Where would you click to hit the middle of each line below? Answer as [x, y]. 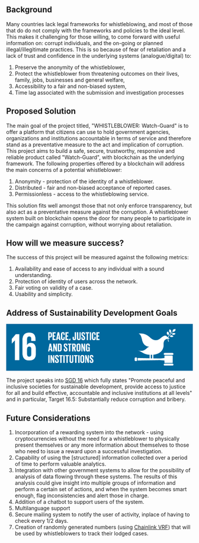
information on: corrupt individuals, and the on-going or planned [85, 43]
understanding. [33, 275]
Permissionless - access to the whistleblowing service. [82, 194]
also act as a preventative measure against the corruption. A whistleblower [97, 212]
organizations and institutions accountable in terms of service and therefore [99, 138]
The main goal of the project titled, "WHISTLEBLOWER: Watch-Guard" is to [97, 125]
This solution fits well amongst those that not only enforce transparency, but [99, 205]
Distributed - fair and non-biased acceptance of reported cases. [93, 187]
